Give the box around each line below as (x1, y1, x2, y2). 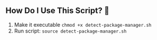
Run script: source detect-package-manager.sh (14, 27, 127, 34)
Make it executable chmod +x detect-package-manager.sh (14, 21, 152, 28)
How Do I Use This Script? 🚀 (5, 6, 110, 16)
